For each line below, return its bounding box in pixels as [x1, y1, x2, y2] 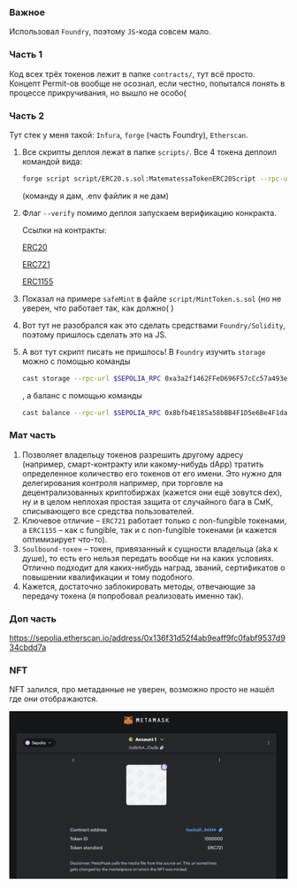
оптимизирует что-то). [21, 534, 108, 544]
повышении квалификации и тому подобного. [21, 571, 194, 582]
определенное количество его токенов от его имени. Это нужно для [21, 467, 283, 479]
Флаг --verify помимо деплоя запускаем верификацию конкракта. [21, 207, 277, 218]
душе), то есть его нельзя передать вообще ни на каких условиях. [21, 552, 274, 563]
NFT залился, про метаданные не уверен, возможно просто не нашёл [9, 684, 275, 695]
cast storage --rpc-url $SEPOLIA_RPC [21, 374, 162, 382]
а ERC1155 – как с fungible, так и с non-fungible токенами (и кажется [21, 524, 277, 535]
